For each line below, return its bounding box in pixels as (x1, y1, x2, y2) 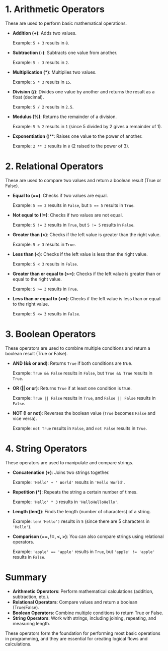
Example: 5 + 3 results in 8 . (12, 39, 69, 46)
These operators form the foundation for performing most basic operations (5, 630, 161, 636)
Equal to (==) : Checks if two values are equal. (12, 192, 108, 198)
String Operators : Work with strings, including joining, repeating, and (12, 615, 156, 621)
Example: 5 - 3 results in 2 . (12, 59, 69, 65)
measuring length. (12, 620, 50, 626)
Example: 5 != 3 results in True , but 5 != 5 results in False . (12, 222, 135, 228)
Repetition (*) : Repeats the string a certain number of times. (12, 489, 138, 495)
